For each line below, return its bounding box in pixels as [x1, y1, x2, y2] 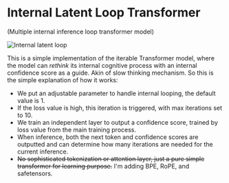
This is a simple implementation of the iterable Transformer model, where [7, 53, 215, 62]
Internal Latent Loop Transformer [7, 5, 201, 21]
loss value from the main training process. [17, 125, 136, 134]
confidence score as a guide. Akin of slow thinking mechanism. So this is [7, 69, 214, 77]
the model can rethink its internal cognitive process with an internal [7, 61, 197, 69]
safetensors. [17, 169, 53, 178]
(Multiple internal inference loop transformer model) [7, 27, 155, 36]
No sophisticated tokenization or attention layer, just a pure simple [17, 154, 205, 162]
